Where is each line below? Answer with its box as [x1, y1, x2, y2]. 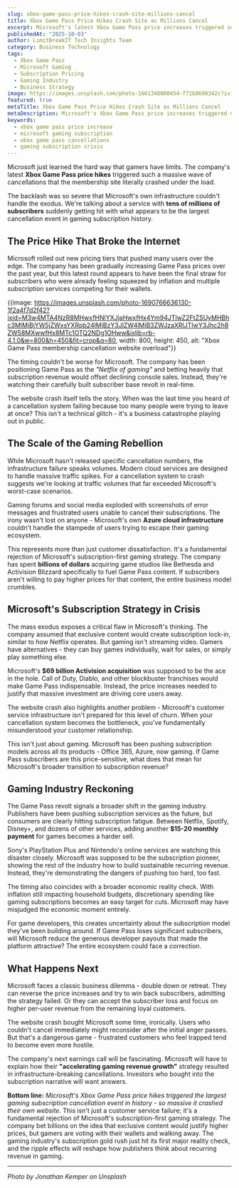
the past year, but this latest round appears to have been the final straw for [7, 269, 226, 278]
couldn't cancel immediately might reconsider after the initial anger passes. [7, 1025, 228, 1035]
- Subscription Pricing [14, 70, 84, 77]
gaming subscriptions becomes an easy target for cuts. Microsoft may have [7, 898, 229, 906]
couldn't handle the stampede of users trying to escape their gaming [7, 523, 209, 532]
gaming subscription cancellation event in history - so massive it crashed [7, 1099, 223, 1107]
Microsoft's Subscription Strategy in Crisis [7, 604, 201, 616]
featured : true [7, 97, 53, 104]
